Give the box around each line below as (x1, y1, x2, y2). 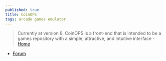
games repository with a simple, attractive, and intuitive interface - (17, 35, 155, 41)
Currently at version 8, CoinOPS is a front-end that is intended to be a (17, 30, 161, 36)
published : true (5, 7, 39, 12)
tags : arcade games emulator (5, 16, 66, 21)
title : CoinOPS (5, 12, 37, 17)
